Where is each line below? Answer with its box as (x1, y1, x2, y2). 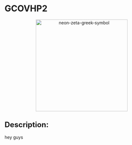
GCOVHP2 (4, 3, 47, 14)
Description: (4, 120, 49, 130)
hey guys (4, 134, 23, 140)
